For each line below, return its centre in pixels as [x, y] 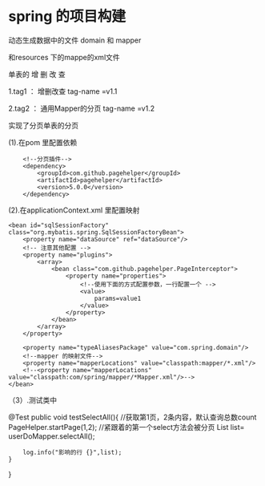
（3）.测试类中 [33, 400]
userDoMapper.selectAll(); [52, 436]
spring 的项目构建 [67, 16]
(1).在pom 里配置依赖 [43, 142]
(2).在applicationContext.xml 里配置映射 [74, 210]
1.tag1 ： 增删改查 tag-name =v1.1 [63, 91]
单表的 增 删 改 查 [37, 74]
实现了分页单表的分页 [43, 125]
